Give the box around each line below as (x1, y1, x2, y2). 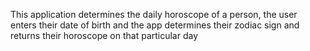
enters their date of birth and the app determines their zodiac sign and (10, 19, 300, 31)
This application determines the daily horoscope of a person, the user (10, 9, 298, 20)
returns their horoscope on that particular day (10, 30, 199, 41)
